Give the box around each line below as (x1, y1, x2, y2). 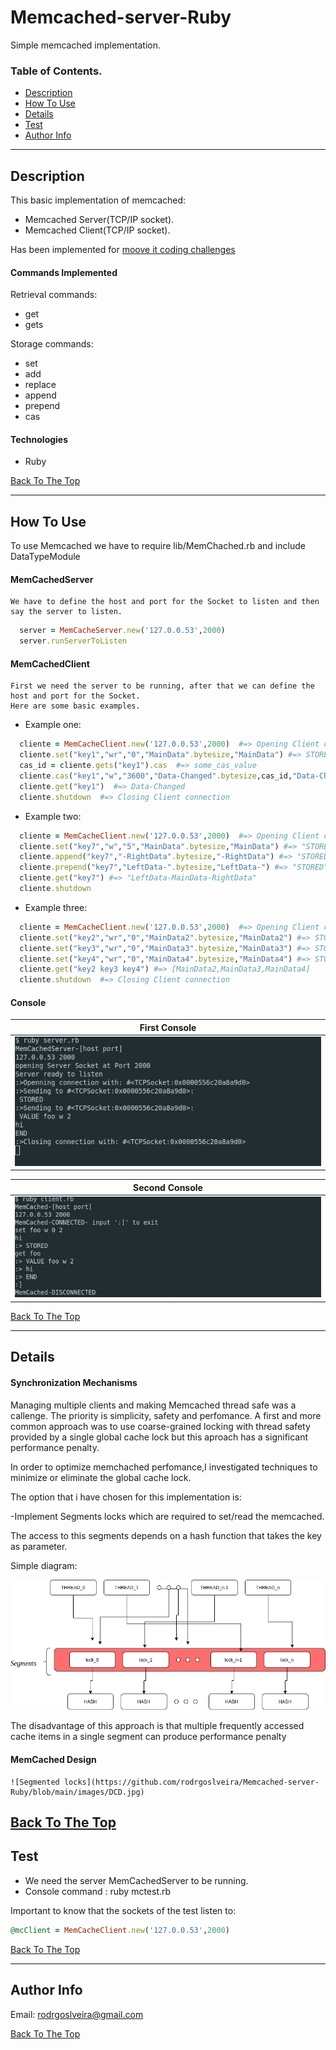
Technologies (10, 433, 69, 445)
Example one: (24, 719, 82, 731)
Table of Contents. (10, 64, 103, 78)
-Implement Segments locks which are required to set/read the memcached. (10, 1510, 325, 1522)
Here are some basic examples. (10, 701, 141, 711)
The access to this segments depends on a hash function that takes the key (10, 1529, 322, 1541)
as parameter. (10, 1540, 68, 1552)
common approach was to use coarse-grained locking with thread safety (10, 1420, 311, 1432)
